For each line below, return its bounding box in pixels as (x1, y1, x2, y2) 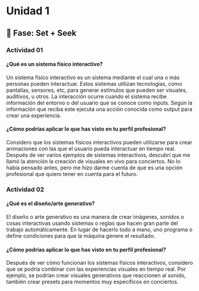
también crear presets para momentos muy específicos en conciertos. (6, 278, 179, 286)
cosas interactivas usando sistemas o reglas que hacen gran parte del (6, 219, 179, 227)
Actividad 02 (6, 185, 45, 193)
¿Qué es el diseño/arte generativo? (6, 200, 95, 207)
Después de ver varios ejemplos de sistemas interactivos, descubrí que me (6, 151, 191, 159)
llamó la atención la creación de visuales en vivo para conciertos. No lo (6, 157, 181, 165)
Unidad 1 (6, 4, 49, 18)
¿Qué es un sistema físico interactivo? (6, 61, 103, 68)
